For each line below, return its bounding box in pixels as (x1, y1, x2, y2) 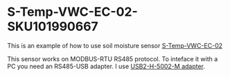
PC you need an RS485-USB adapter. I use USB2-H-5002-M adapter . (7, 62, 206, 70)
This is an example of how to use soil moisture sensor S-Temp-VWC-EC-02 (7, 41, 223, 49)
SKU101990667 (7, 19, 98, 34)
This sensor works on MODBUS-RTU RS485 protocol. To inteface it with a (7, 54, 218, 63)
